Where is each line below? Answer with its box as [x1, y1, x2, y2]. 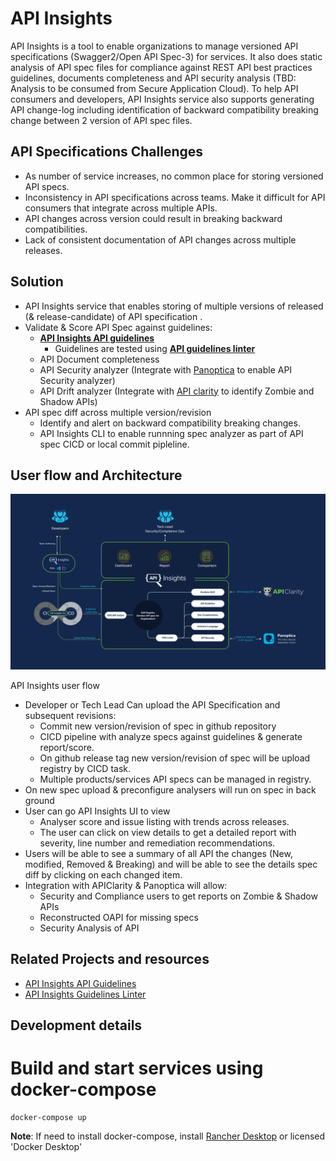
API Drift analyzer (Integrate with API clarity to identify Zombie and [39, 385, 315, 397]
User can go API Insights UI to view [24, 805, 171, 817]
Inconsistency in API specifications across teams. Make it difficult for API [24, 191, 326, 203]
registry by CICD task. [39, 762, 132, 774]
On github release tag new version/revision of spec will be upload [39, 752, 311, 764]
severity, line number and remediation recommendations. [39, 837, 276, 849]
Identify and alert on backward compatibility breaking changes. [39, 417, 301, 429]
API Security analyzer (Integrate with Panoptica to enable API [39, 363, 293, 376]
